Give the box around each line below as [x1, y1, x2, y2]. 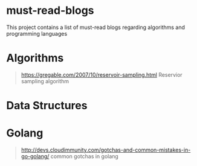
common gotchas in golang [50, 153, 119, 160]
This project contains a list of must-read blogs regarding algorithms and [6, 24, 186, 31]
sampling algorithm [21, 77, 69, 85]
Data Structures [6, 99, 88, 112]
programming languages [6, 30, 68, 37]
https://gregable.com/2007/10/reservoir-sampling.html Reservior [21, 71, 182, 78]
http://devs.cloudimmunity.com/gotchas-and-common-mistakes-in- [21, 146, 191, 153]
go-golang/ [21, 153, 50, 160]
